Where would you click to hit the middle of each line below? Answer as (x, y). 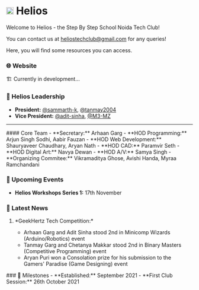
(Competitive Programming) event (65, 251)
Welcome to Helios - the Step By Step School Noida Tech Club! (83, 27)
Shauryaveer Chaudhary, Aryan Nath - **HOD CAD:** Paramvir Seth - (93, 145)
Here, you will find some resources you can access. (69, 50)
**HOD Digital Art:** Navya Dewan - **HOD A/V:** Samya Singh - (89, 152)
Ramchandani (23, 164)
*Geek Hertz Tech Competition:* (54, 221)
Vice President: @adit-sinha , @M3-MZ (62, 116)
